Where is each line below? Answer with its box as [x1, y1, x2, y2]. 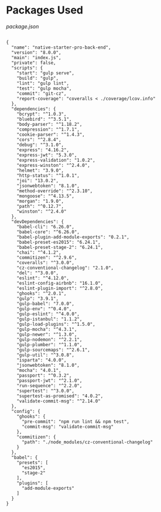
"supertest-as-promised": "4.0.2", [16, 393, 104, 399]
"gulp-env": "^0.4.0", [16, 306, 72, 312]
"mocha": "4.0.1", [16, 367, 61, 373]
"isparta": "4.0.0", [16, 357, 67, 363]
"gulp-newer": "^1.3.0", [16, 332, 77, 337]
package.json [6, 23, 39, 30]
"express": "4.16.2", [16, 147, 69, 153]
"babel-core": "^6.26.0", [16, 229, 80, 235]
